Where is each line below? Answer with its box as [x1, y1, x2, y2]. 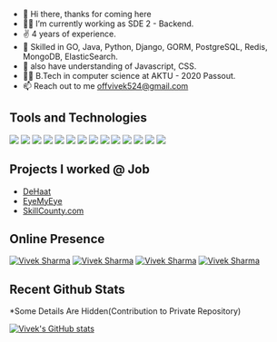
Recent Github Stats [9, 281, 125, 297]
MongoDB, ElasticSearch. [22, 51, 118, 62]
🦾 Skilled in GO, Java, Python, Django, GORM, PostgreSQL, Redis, [22, 42, 268, 52]
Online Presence [9, 231, 105, 247]
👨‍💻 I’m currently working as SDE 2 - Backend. [22, 18, 194, 29]
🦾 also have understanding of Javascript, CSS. [22, 61, 197, 72]
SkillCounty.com [22, 205, 84, 216]
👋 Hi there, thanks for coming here [22, 9, 152, 19]
